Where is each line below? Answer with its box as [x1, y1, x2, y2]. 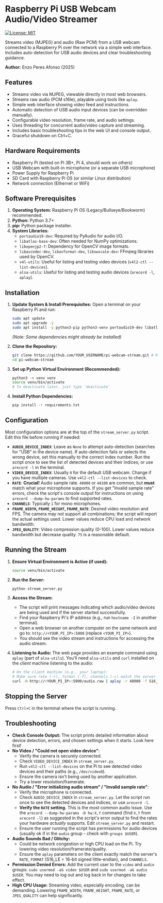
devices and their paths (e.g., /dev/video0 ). [19, 768, 106, 774]
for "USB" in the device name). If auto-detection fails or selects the [12, 449, 147, 454]
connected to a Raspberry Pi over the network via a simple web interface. [5, 44, 152, 50]
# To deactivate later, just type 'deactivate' [12, 384, 110, 390]
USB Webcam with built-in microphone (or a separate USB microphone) [12, 164, 156, 171]
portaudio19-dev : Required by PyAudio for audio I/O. [19, 233, 124, 239]
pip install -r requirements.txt [12, 403, 80, 408]
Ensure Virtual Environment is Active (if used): [12, 559, 108, 564]
